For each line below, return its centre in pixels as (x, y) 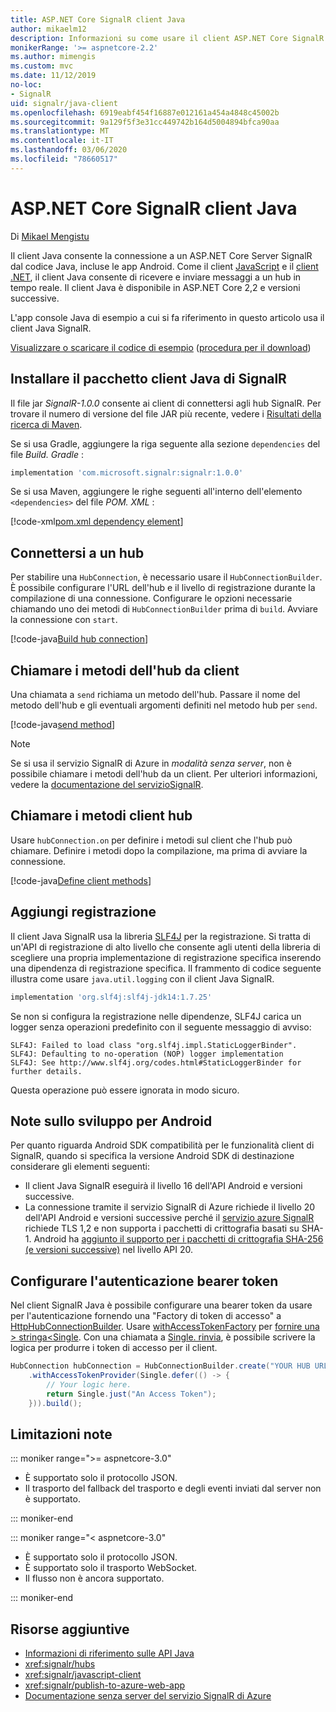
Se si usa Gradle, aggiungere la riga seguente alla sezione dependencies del (165, 443)
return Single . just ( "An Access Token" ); (131, 1394)
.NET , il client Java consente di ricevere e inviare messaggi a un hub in (156, 277)
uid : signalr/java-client (64, 103)
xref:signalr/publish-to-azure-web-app (105, 1685)
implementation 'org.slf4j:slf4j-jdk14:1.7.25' (111, 997)
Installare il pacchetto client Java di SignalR (148, 379)
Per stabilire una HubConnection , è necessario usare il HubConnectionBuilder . (166, 577)
